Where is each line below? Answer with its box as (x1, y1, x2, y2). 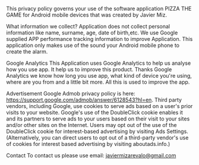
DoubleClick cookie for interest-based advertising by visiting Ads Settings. (6, 128, 188, 135)
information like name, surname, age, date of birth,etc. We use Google (6, 29, 178, 36)
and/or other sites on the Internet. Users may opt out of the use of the (6, 122, 177, 128)
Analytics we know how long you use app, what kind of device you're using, (6, 72, 192, 79)
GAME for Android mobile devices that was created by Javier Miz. (6, 11, 168, 18)
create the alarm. (6, 48, 48, 55)
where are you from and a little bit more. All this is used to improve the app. (6, 78, 190, 85)
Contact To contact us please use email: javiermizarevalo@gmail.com (6, 152, 176, 159)
